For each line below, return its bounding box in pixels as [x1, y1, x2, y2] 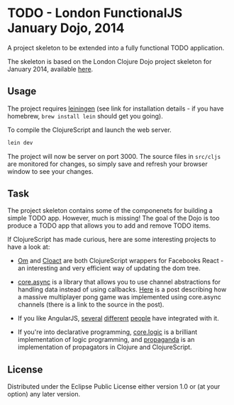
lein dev [7, 139, 33, 146]
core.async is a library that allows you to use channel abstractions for [17, 278, 221, 287]
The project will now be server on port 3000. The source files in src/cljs [7, 152, 221, 160]
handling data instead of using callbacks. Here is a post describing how [17, 285, 227, 294]
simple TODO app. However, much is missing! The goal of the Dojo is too [7, 214, 220, 223]
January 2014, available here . [7, 65, 94, 73]
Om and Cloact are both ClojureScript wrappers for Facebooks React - [17, 257, 224, 265]
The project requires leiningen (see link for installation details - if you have [7, 104, 225, 113]
